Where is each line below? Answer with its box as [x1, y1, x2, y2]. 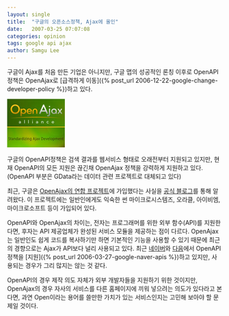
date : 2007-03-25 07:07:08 [7, 25, 90, 32]
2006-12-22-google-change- [135, 76, 218, 84]
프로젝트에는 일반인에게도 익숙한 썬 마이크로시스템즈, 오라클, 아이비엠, [33, 195, 221, 204]
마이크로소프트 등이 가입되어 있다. [7, 204, 97, 212]
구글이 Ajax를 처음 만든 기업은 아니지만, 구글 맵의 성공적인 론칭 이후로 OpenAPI [7, 68, 219, 75]
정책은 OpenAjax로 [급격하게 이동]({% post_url [7, 76, 135, 84]
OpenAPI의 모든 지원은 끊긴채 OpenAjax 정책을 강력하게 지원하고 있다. [14, 164, 204, 171]
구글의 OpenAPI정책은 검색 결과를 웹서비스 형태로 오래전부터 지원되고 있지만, [7, 155, 213, 163]
